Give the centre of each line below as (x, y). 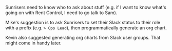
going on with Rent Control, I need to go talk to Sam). (61, 13)
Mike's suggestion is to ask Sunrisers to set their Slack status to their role (83, 22)
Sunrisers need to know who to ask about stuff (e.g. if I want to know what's (86, 7)
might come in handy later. (33, 43)
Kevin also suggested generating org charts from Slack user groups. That (83, 38)
